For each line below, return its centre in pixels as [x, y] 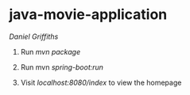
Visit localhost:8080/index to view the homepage [101, 82]
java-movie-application [88, 15]
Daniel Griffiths [34, 36]
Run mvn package [50, 51]
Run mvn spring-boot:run [62, 67]
